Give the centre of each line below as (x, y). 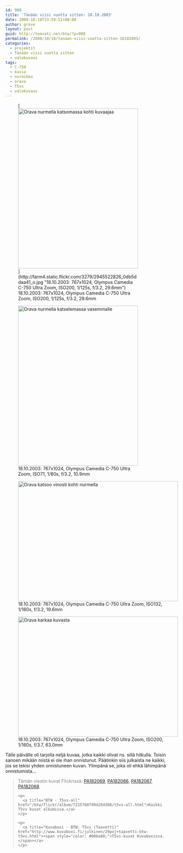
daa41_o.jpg (31, 282)
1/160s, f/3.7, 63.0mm (40, 745)
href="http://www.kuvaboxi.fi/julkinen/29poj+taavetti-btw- (83, 831)
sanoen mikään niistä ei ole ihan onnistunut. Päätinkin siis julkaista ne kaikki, (85, 760)
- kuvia (18, 72)
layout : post (19, 29)
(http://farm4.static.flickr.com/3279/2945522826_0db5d (77, 277)
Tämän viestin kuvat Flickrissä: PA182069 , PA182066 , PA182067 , (85, 781)
